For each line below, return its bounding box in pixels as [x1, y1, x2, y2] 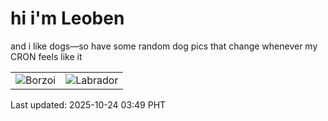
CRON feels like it [10, 50, 83, 62]
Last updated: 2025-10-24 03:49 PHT [10, 98, 167, 111]
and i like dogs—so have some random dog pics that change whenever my [10, 40, 318, 52]
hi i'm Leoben [10, 7, 125, 30]
